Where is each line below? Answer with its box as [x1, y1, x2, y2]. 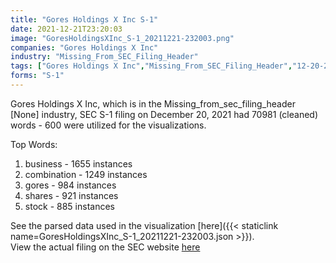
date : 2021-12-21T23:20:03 [10, 24, 123, 34]
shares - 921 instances [24, 189, 119, 201]
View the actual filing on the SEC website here [10, 241, 201, 253]
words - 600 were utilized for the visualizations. [10, 119, 207, 131]
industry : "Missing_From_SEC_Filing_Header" [10, 52, 199, 62]
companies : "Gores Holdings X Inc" [10, 42, 159, 53]
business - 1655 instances [24, 157, 133, 170]
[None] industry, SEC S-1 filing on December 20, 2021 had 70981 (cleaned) [10, 108, 319, 120]
